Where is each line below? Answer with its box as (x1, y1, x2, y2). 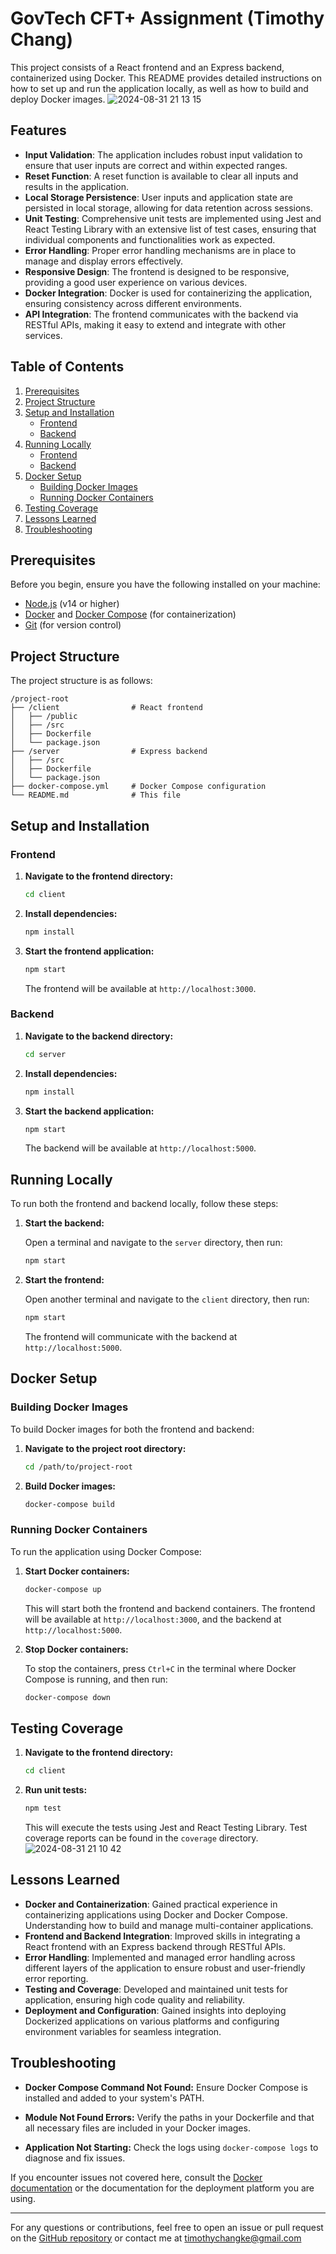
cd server (24, 1049, 67, 1059)
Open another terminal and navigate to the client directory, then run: (24, 1293, 310, 1306)
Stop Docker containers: (24, 1643, 129, 1655)
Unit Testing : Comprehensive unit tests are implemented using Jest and (24, 212, 322, 224)
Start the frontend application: (24, 945, 155, 957)
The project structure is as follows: (10, 675, 153, 687)
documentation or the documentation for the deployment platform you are (10, 2182, 315, 2194)
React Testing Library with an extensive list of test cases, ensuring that (24, 223, 317, 235)
